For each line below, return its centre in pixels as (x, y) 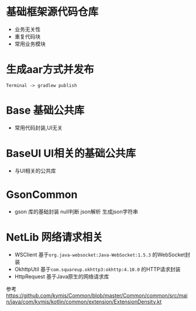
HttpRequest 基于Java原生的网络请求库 (62, 276)
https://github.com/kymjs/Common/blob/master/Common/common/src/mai (97, 295)
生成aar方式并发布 (50, 70)
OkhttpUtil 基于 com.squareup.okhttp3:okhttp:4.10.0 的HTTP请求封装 (97, 269)
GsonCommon (42, 195)
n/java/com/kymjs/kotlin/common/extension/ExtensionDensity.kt (84, 302)
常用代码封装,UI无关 (39, 127)
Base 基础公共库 (45, 111)
